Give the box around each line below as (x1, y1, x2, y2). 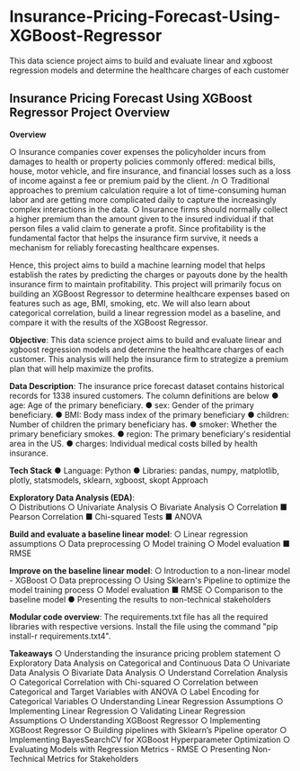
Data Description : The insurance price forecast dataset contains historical (9, 380, 285, 391)
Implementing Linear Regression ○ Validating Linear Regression (9, 705, 246, 716)
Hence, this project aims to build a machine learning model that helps (9, 259, 266, 270)
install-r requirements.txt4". (9, 630, 111, 641)
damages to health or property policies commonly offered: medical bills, (9, 156, 276, 167)
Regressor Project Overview (9, 105, 171, 121)
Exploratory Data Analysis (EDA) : (9, 492, 136, 503)
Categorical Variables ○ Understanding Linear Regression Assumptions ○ (9, 695, 284, 706)
